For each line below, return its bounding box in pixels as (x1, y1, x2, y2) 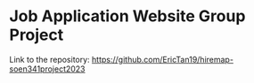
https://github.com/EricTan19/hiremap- (92, 54, 234, 64)
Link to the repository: (9, 54, 91, 64)
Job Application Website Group (9, 6, 246, 26)
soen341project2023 (9, 64, 86, 74)
